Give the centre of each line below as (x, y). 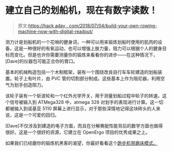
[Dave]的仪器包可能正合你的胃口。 (41, 61)
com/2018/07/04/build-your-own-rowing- (113, 26)
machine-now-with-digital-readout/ (55, 31)
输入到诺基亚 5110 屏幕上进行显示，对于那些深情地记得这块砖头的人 (85, 109)
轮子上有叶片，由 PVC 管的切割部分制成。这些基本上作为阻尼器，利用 (87, 78)
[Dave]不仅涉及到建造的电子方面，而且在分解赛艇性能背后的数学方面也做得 (84, 125)
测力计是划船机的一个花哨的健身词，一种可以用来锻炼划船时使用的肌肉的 (81, 42)
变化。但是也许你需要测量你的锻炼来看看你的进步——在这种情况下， (86, 55)
